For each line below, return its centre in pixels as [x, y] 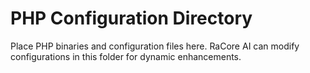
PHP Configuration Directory [131, 18]
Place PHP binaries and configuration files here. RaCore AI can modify [155, 46]
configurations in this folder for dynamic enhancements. [126, 56]
